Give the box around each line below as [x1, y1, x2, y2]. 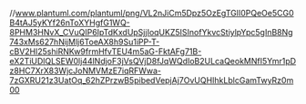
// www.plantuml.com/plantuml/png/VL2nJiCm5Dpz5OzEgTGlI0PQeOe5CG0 [9, 8, 294, 18]
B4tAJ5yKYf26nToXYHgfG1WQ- [9, 17, 130, 28]
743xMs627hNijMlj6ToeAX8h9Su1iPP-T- [9, 36, 160, 47]
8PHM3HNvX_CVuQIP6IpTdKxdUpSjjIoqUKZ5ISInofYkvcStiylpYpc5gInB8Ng [9, 27, 293, 37]
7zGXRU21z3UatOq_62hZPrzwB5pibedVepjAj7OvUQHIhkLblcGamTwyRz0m [9, 75, 294, 85]
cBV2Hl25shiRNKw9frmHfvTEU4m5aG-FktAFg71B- [9, 46, 202, 57]
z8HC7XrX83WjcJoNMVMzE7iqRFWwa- [9, 65, 162, 76]
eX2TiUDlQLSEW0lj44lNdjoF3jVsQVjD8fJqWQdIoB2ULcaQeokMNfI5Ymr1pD [9, 56, 297, 66]
